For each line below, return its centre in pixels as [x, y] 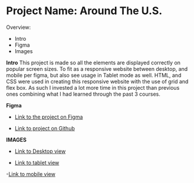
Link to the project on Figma [49, 117]
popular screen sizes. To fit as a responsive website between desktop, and [97, 68]
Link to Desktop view [40, 151]
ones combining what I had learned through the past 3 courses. [83, 94]
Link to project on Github [45, 128]
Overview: [19, 27]
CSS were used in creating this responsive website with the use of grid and [97, 81]
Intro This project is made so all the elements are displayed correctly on [93, 63]
